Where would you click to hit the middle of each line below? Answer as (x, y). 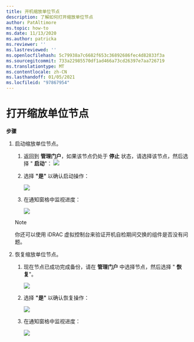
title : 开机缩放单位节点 (33, 11)
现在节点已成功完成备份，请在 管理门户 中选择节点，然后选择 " (99, 267)
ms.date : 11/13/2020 (32, 34)
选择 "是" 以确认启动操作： (56, 176)
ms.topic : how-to (27, 28)
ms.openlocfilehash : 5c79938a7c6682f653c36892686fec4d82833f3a (86, 55)
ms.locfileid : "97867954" (38, 83)
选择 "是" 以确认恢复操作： (56, 297)
